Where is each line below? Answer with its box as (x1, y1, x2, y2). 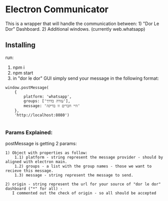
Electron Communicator (5, 4, 109, 15)
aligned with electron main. (5, 160, 67, 165)
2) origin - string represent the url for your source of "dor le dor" (5, 182, 161, 187)
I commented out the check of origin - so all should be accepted (12, 191, 157, 196)
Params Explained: (5, 129, 53, 136)
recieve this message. (5, 168, 54, 173)
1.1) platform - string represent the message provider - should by (14, 155, 163, 160)
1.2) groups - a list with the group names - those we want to (14, 164, 152, 169)
